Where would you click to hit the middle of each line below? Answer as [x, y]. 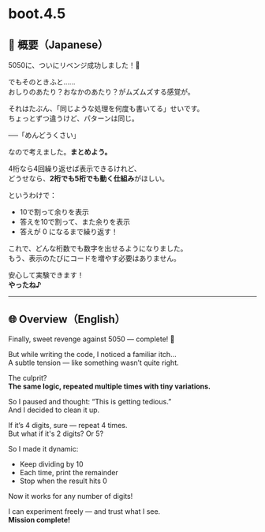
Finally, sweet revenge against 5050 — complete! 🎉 [91, 339]
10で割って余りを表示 [54, 212]
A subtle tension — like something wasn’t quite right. [93, 363]
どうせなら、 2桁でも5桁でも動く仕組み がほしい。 [89, 179]
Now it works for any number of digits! [71, 496]
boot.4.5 [37, 14]
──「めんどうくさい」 [44, 135]
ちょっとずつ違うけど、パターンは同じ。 [74, 118]
